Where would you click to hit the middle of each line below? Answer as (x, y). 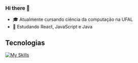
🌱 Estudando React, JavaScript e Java (53, 27)
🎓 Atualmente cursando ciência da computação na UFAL (73, 19)
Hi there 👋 (18, 8)
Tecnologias (25, 43)
